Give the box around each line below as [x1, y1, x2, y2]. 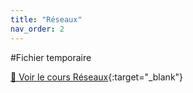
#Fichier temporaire [10, 51, 92, 63]
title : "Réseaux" [10, 14, 83, 25]
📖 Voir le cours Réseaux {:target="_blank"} [10, 71, 184, 83]
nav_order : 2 [10, 24, 65, 34]
